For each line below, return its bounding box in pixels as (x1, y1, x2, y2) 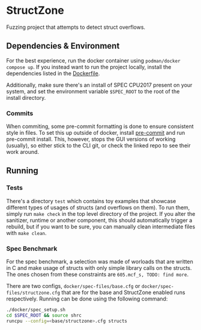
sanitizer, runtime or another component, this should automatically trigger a (6, 216, 193, 224)
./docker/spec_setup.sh (6, 307, 66, 313)
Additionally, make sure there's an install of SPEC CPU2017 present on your (6, 81, 193, 88)
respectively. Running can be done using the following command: (6, 295, 168, 302)
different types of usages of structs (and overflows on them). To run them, (6, 204, 190, 211)
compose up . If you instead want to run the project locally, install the (6, 63, 172, 70)
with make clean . (6, 229, 47, 236)
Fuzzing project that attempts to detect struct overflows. (6, 23, 146, 31)
